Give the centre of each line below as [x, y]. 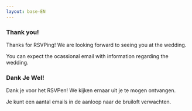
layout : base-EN [26, 11]
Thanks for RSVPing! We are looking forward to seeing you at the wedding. [96, 45]
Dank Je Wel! [25, 78]
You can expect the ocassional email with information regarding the [87, 56]
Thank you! [23, 32]
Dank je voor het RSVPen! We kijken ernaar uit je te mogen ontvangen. [91, 90]
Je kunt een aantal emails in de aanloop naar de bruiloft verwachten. [89, 102]
